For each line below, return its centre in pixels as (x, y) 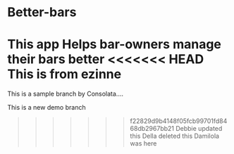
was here (143, 143)
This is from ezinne (64, 74)
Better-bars (42, 12)
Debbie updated (199, 129)
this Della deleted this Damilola (175, 136)
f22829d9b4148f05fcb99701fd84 (179, 121)
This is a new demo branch (47, 108)
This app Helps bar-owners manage (115, 45)
